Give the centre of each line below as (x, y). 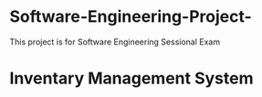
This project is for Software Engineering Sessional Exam (115, 42)
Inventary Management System (131, 78)
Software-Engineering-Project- (131, 17)
